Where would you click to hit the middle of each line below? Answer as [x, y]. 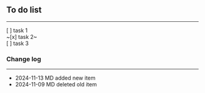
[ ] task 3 [18, 43]
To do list [24, 10]
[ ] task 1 [17, 30]
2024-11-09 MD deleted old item [56, 84]
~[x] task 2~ [22, 36]
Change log [24, 59]
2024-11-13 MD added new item [55, 78]
